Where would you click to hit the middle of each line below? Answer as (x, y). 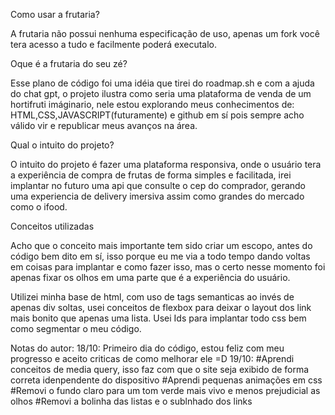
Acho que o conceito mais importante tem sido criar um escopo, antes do (161, 245)
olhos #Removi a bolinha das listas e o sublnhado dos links (131, 401)
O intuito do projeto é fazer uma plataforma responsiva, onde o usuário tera (166, 164)
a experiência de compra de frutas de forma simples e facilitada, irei (151, 175)
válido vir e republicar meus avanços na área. (104, 125)
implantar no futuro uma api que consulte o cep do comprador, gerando (158, 185)
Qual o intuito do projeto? (62, 145)
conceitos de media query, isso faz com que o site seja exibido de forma (160, 369)
